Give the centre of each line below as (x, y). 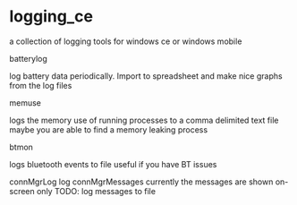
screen (22, 191)
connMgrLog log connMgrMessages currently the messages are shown (141, 182)
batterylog (28, 58)
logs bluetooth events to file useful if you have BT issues (113, 164)
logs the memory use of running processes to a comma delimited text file (144, 120)
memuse (25, 102)
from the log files (41, 85)
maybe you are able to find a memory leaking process (109, 129)
